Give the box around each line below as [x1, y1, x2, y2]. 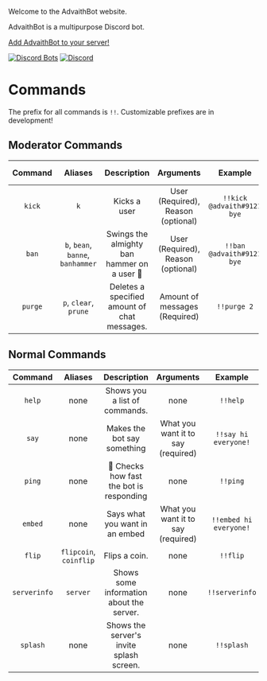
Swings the [106, 228, 149, 239]
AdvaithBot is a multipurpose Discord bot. [8, 22, 145, 31]
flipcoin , [60, 546, 96, 557]
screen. [111, 660, 141, 671]
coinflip [61, 556, 95, 565]
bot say [112, 433, 141, 444]
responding [104, 490, 148, 501]
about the [108, 597, 145, 608]
